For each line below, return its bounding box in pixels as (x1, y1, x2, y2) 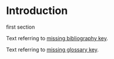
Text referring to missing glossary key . (6, 46, 99, 53)
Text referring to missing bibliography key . (6, 34, 109, 41)
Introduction (6, 4, 68, 18)
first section (6, 23, 35, 30)
